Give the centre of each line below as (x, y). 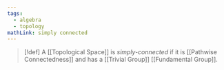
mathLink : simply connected (48, 33)
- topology (29, 26)
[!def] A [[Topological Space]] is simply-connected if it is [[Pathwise (120, 52)
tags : (15, 13)
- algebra (27, 20)
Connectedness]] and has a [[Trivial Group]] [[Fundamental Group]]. (121, 60)
